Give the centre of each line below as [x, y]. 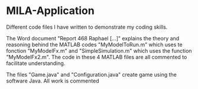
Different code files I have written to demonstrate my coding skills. [87, 27]
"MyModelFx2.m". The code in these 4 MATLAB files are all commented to [97, 57]
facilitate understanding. [36, 63]
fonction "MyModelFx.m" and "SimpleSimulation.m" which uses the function [99, 50]
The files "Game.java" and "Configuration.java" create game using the [92, 74]
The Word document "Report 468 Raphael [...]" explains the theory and [93, 38]
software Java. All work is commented [53, 81]
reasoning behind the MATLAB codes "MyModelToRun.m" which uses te [94, 44]
